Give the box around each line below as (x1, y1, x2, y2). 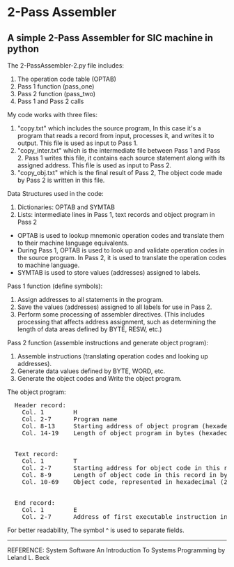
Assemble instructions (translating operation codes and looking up (17, 352, 209, 360)
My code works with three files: (7, 111, 98, 119)
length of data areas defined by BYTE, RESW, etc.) (17, 325, 162, 333)
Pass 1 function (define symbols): (7, 282, 103, 290)
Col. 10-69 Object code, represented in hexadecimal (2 (22, 478, 228, 485)
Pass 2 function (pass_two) (17, 90, 96, 98)
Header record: (14, 402, 66, 409)
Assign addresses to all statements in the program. (17, 296, 164, 303)
